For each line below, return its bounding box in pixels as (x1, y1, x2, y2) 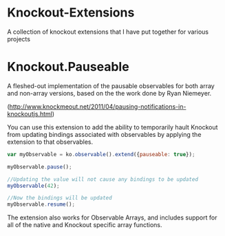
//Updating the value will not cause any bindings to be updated (7, 175, 198, 183)
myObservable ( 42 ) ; (7, 182, 60, 189)
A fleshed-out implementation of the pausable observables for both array (7, 81, 215, 90)
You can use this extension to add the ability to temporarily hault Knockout (7, 122, 218, 131)
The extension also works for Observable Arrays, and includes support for (7, 213, 217, 222)
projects (7, 34, 31, 43)
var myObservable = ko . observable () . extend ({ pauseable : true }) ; (7, 151, 195, 158)
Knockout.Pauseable (7, 59, 129, 75)
